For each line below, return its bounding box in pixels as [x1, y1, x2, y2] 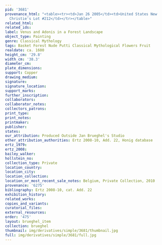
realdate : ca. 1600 [5, 48, 45, 52]
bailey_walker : [5, 151, 36, 156]
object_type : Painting [5, 34, 51, 39]
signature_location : [5, 83, 47, 89]
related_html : [5, 20, 34, 26]
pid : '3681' [5, 7, 29, 12]
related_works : [5, 196, 36, 201]
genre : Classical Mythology [5, 39, 62, 44]
